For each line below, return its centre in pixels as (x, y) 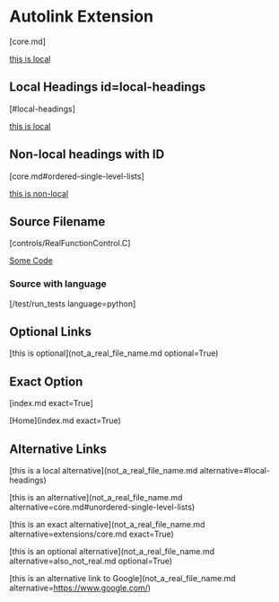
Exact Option (46, 381)
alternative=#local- (235, 471)
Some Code (31, 261)
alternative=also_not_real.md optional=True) (91, 561)
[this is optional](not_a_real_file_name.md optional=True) (114, 353)
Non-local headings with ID (87, 155)
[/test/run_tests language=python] (73, 304)
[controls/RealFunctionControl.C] (70, 243)
